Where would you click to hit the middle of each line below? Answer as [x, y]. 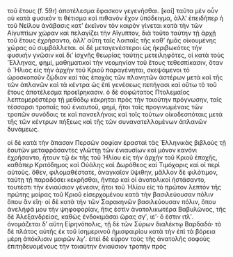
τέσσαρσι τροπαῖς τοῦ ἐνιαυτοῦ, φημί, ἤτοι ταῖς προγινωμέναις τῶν [105, 107]
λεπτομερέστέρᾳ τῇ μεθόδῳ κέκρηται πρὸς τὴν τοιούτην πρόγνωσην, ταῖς [115, 100]
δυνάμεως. [23, 129]
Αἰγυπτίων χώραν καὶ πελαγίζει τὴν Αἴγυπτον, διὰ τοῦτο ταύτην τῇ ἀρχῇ [112, 33]
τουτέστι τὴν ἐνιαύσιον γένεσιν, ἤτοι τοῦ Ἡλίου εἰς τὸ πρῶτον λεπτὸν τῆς [114, 187]
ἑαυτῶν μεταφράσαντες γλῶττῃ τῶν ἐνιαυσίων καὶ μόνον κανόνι [102, 150]
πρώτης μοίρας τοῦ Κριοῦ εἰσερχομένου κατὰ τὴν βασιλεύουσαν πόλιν [111, 194]
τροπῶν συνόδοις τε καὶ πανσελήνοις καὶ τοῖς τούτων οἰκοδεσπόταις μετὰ [115, 114]
